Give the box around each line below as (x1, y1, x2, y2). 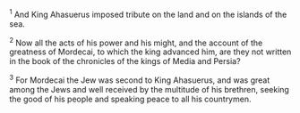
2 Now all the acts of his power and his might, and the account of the (9, 36, 263, 48)
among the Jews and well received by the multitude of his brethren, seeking (9, 84, 289, 94)
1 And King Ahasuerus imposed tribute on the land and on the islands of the (9, 8, 287, 20)
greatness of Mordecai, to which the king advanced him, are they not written (9, 46, 292, 57)
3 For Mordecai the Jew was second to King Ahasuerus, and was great (9, 73, 270, 85)
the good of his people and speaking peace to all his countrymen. (9, 93, 252, 104)
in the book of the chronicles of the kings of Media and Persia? (9, 56, 241, 67)
